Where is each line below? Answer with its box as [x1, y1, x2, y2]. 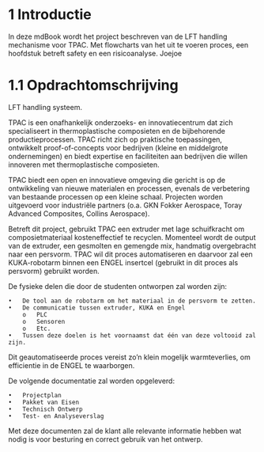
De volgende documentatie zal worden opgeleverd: [8, 376, 175, 386]
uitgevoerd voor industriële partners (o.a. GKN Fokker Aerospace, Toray [8, 200, 243, 210]
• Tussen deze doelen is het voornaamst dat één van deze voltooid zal [8, 331, 257, 340]
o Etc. [22, 325, 51, 332]
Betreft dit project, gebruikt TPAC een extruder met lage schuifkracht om [8, 224, 245, 234]
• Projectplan [8, 391, 62, 399]
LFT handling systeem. [8, 102, 83, 112]
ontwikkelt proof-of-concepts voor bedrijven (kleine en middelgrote [8, 142, 228, 152]
